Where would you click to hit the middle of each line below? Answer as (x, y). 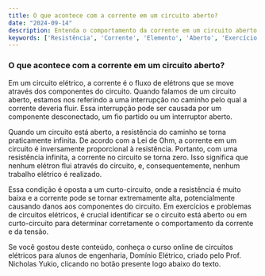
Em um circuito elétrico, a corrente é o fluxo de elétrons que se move (121, 82)
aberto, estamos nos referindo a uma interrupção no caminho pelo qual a (128, 99)
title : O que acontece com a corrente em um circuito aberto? (113, 15)
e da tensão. (29, 232)
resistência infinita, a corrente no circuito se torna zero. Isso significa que (128, 157)
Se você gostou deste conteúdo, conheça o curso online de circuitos (121, 247)
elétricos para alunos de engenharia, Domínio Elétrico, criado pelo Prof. (125, 255)
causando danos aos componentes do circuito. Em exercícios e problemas (130, 206)
